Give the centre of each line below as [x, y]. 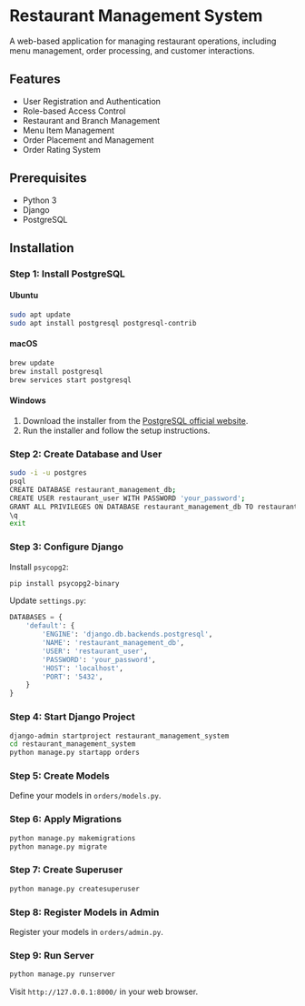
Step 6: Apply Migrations [66, 820]
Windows [28, 400]
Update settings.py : [48, 600]
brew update [32, 363]
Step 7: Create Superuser [66, 870]
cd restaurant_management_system [73, 744]
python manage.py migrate [58, 847]
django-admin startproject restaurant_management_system [119, 736]
